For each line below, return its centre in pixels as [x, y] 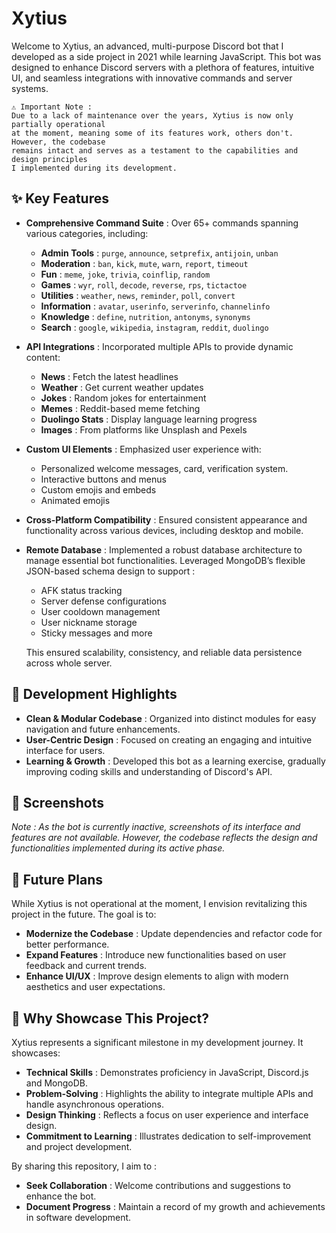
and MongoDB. [57, 1083]
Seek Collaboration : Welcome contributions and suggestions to [158, 1185]
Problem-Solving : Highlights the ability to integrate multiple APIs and [169, 1093]
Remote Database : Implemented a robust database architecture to [164, 549]
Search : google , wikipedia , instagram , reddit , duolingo [154, 327]
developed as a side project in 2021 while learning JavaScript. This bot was [166, 56]
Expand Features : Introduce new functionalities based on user [156, 955]
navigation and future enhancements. [103, 729]
